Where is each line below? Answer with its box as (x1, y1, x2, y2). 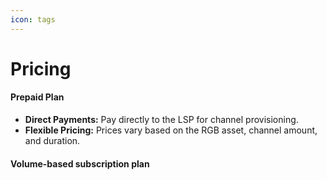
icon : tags (10, 14, 56, 25)
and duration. (24, 135, 81, 147)
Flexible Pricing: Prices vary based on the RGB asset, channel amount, (24, 124, 318, 136)
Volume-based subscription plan (10, 157, 150, 170)
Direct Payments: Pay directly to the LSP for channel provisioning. (24, 114, 299, 126)
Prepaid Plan (10, 91, 65, 103)
